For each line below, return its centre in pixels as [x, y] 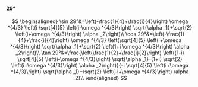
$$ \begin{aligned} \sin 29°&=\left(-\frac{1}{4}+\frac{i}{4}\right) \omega [100, 21]
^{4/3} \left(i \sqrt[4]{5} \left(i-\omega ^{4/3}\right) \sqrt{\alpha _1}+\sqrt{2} [100, 28]
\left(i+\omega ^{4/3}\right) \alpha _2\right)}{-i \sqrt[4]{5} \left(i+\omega [100, 66]
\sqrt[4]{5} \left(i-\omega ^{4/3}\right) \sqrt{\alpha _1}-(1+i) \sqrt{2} [100, 59]
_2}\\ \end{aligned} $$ [100, 78]
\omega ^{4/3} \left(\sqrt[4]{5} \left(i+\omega [126, 40]
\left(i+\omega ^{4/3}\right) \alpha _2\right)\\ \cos [76, 34]
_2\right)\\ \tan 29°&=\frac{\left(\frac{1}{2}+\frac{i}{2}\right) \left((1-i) [100, 53]
